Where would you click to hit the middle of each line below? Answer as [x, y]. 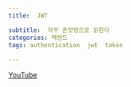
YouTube [23, 75]
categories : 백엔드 [38, 38]
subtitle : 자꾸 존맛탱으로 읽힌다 [59, 30]
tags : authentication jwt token [66, 45]
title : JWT [28, 16]
